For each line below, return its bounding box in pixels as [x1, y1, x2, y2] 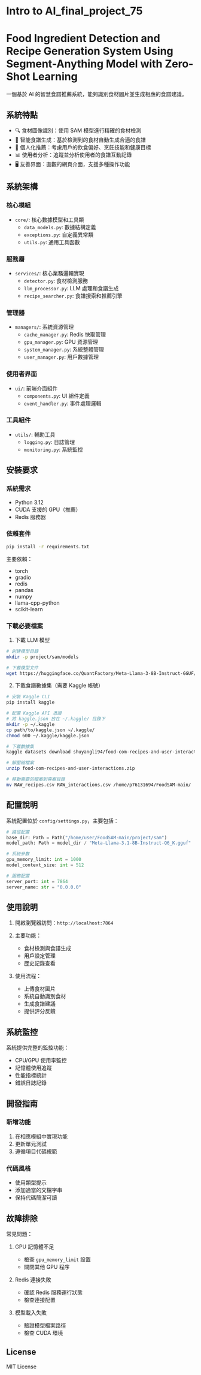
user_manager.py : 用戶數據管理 [23, 353, 99, 361]
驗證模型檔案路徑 [23, 1322, 66, 1329]
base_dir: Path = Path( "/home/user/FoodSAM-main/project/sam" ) [6, 834, 167, 840]
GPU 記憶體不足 [14, 1243, 54, 1250]
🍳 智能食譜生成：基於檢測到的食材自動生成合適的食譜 [14, 136, 146, 143]
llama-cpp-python [14, 599, 60, 607]
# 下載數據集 [6, 743, 34, 749]
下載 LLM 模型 [14, 636, 50, 643]
